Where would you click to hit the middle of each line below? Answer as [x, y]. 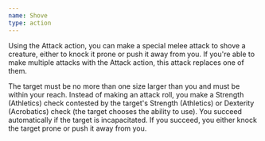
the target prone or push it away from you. [78, 128]
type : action [30, 23]
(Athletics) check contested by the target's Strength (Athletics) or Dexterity [131, 103]
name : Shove [28, 15]
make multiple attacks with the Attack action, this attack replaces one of [126, 62]
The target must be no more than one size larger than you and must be [124, 86]
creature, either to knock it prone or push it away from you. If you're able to [132, 54]
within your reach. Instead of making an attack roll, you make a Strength [126, 94]
